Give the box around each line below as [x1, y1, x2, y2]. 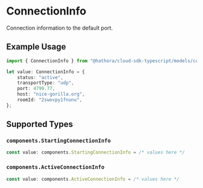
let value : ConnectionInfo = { [6, 68, 85, 75]
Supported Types [6, 119, 74, 129]
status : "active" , [17, 74, 63, 80]
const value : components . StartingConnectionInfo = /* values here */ [6, 149, 185, 155]
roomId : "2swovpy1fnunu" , [17, 97, 83, 103]
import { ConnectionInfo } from [6, 57, 88, 64]
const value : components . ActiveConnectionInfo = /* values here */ [6, 176, 180, 182]
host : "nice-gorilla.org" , [17, 91, 85, 97]
